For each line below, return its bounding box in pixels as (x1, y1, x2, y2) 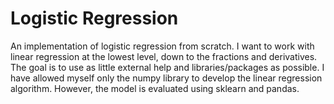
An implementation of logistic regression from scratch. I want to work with (10, 40, 315, 52)
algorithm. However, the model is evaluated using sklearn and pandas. (10, 82, 300, 94)
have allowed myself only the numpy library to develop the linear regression (10, 72, 323, 84)
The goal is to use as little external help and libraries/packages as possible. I (10, 61, 325, 73)
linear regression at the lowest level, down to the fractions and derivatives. (10, 50, 318, 62)
